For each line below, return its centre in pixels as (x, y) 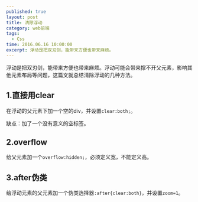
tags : (13, 34)
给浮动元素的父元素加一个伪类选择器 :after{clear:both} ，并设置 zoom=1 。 (95, 193)
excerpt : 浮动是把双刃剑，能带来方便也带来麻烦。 (60, 50)
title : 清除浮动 (24, 22)
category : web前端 (28, 28)
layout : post (22, 17)
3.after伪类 (27, 177)
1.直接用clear (30, 95)
